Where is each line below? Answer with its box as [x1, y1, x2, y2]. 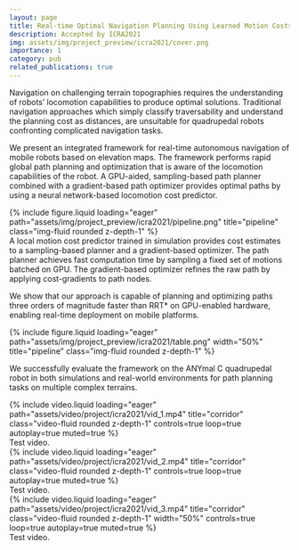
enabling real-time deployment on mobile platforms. [9, 309, 199, 320]
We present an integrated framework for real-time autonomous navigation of [9, 142, 290, 152]
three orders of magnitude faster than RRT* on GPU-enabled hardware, [9, 300, 271, 310]
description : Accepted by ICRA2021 [9, 29, 141, 38]
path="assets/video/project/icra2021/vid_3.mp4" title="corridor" [9, 503, 246, 513]
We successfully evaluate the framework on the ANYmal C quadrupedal [9, 363, 272, 374]
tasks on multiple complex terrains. [9, 382, 138, 392]
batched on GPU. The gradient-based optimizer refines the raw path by [9, 264, 271, 275]
